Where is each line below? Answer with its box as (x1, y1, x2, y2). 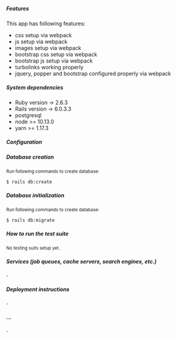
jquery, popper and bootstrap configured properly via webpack (14, 70, 172, 77)
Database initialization (6, 191, 65, 198)
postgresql (14, 111, 42, 118)
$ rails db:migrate (6, 217, 55, 224)
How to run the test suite (6, 230, 69, 237)
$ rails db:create (6, 179, 52, 185)
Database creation (6, 153, 54, 161)
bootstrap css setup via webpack (14, 51, 98, 58)
